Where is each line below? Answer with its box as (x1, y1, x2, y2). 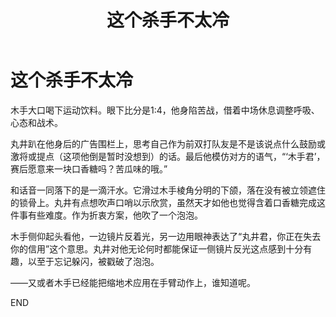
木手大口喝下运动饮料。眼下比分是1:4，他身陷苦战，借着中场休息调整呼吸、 (10, 104, 320, 116)
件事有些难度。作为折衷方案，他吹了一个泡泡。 (10, 209, 203, 221)
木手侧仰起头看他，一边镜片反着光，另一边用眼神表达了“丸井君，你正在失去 (10, 230, 322, 242)
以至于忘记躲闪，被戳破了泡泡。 (27, 255, 160, 267)
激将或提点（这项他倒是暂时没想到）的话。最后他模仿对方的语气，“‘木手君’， (10, 150, 326, 162)
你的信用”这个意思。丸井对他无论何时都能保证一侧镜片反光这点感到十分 (10, 242, 304, 255)
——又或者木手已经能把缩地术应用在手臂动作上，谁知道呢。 (10, 276, 256, 288)
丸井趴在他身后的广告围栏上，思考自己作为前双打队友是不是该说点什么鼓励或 (10, 137, 326, 150)
